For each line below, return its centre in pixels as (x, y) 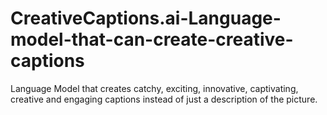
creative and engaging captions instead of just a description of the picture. (164, 99)
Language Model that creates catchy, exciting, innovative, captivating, (154, 88)
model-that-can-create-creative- (152, 39)
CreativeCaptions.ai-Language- (146, 18)
